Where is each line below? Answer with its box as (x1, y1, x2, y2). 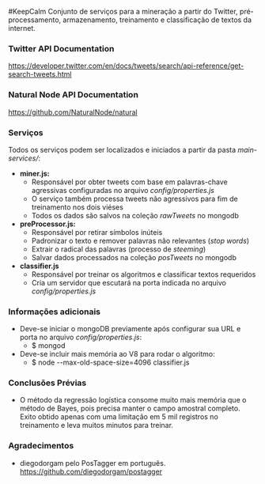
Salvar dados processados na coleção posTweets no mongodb (31, 252, 237, 262)
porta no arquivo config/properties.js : (19, 332, 142, 342)
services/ (8, 153, 39, 163)
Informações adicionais (8, 306, 101, 317)
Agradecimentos (8, 441, 74, 452)
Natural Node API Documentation (8, 89, 138, 100)
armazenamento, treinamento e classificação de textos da (62, 15, 252, 25)
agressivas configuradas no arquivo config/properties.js (31, 185, 215, 195)
